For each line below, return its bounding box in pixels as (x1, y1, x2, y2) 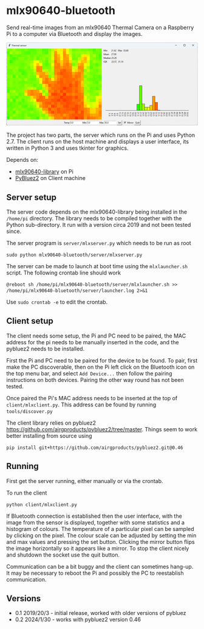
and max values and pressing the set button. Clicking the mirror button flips (6, 538, 195, 545)
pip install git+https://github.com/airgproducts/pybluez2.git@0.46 (6, 445, 183, 451)
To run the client (6, 489, 47, 496)
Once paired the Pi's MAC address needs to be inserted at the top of (6, 394, 178, 401)
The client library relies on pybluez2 (6, 419, 96, 426)
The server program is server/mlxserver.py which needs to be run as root (6, 239, 191, 246)
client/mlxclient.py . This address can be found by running (6, 401, 157, 408)
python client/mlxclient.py (6, 501, 78, 508)
